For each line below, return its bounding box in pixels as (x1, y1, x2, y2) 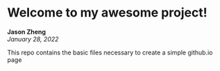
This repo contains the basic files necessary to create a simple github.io (7, 48, 213, 57)
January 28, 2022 (7, 34, 59, 43)
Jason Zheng (7, 28, 46, 36)
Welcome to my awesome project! (7, 5, 208, 21)
